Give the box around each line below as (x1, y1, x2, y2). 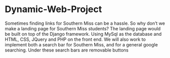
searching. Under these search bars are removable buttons (5, 47, 129, 53)
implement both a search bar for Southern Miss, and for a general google (5, 41, 158, 47)
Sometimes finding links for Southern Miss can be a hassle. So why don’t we (5, 20, 165, 26)
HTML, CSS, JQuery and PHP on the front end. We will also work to (5, 36, 146, 42)
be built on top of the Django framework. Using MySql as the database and (5, 31, 162, 37)
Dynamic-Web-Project (5, 4, 102, 15)
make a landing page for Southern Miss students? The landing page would (5, 25, 161, 31)
